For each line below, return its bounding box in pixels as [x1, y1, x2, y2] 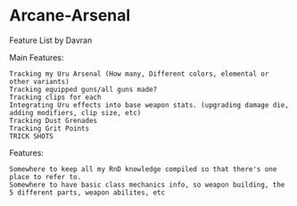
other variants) [9, 77, 70, 86]
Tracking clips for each [9, 93, 102, 102]
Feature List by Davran [9, 35, 93, 45]
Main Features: [9, 52, 64, 62]
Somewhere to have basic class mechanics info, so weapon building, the [9, 180, 285, 189]
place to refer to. [9, 172, 82, 181]
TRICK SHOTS [9, 131, 54, 141]
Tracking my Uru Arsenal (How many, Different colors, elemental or [9, 69, 269, 78]
